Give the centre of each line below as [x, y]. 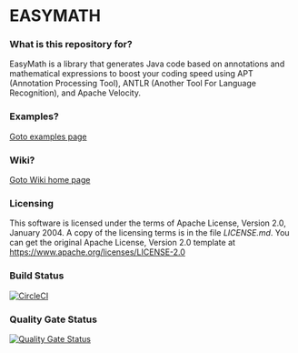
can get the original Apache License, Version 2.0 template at [123, 243]
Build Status [37, 276]
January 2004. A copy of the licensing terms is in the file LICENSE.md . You [149, 233]
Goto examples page [49, 136]
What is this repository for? [71, 45]
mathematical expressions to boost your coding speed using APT [131, 74]
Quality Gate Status [54, 319]
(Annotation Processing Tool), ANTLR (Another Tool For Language [133, 84]
